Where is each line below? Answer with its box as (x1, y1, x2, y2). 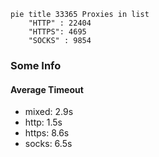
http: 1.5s (24, 116, 63, 129)
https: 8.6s (24, 127, 70, 139)
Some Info (10, 58, 62, 72)
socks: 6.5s (24, 138, 73, 150)
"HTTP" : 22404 (28, 18, 92, 28)
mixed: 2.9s (24, 106, 74, 118)
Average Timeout (10, 83, 84, 95)
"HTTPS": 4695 (28, 27, 87, 37)
